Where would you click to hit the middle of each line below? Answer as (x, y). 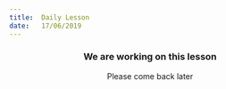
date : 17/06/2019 (46, 26)
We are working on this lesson (150, 57)
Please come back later (150, 76)
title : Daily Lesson (50, 17)
